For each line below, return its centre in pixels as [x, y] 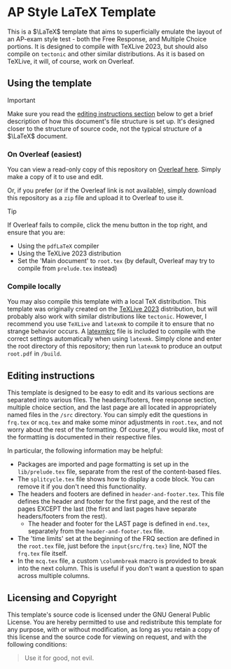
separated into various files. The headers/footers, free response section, [112, 400]
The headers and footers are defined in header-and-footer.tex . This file [121, 494]
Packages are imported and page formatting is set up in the [103, 464]
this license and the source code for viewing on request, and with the [107, 637]
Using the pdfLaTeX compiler [58, 246]
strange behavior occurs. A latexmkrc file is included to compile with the [111, 331]
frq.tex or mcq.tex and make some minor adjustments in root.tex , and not [115, 422]
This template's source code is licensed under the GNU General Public [109, 614]
